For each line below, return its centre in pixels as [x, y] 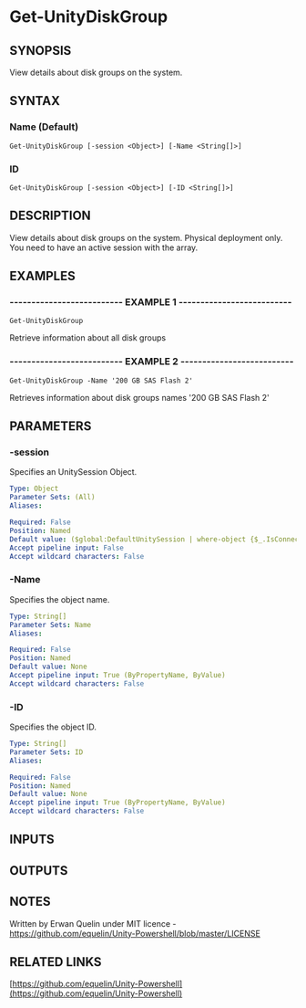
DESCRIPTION [50, 216]
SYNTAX [35, 101]
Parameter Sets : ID [46, 752]
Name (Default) [44, 127]
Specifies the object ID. [53, 727]
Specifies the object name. [60, 599]
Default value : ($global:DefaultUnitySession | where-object [128, 539]
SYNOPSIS [41, 51]
